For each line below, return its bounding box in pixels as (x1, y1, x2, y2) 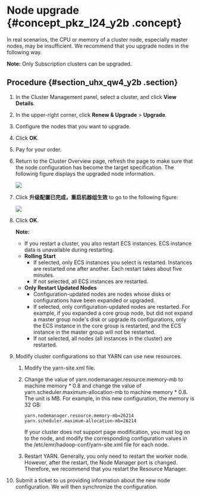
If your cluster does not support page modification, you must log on (24, 428, 190, 435)
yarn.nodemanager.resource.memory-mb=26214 (24, 413, 135, 418)
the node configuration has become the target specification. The (15, 163, 174, 170)
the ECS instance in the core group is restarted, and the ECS (33, 322, 182, 329)
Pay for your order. (15, 145, 62, 153)
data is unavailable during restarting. (24, 246, 114, 253)
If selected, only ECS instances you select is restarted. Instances (33, 259, 192, 266)
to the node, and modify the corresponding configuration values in (24, 435, 187, 442)
